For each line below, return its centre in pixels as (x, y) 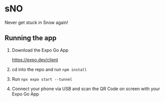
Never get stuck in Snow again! (36, 22)
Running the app (30, 38)
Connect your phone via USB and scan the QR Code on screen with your (86, 89)
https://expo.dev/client (35, 60)
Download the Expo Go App (40, 50)
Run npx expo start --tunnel (42, 79)
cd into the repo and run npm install (49, 69)
